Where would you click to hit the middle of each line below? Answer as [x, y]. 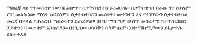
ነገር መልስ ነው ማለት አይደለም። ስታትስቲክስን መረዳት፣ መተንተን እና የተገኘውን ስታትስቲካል [97, 14]
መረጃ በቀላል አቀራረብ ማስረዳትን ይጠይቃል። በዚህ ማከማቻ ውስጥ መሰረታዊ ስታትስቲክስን [97, 21]
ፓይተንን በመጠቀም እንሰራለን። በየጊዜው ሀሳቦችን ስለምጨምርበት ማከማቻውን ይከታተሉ [94, 27]
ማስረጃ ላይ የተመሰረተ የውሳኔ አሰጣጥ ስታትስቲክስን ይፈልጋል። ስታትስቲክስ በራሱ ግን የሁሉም [99, 7]
